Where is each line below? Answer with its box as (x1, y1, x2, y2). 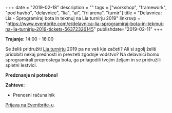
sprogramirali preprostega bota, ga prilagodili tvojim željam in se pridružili (5, 57, 161, 63)
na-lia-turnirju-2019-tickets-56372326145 (5, 26, 94, 32)
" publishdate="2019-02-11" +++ (93, 26, 163, 32)
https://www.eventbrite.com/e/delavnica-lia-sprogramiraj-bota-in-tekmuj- (7, 20, 164, 27)
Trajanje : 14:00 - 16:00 (5, 36, 54, 42)
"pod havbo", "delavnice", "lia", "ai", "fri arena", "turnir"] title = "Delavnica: (5, 10, 162, 16)
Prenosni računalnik (12, 92, 55, 98)
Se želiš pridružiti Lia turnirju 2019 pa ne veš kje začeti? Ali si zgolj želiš (5, 46, 157, 52)
